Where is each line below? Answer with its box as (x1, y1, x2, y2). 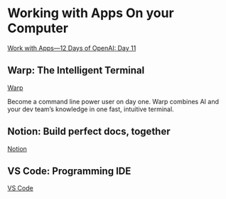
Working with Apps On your (7, 5, 174, 21)
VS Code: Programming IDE (7, 165, 131, 177)
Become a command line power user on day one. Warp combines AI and (7, 97, 219, 106)
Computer (7, 20, 69, 36)
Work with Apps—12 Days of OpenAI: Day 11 (7, 44, 136, 52)
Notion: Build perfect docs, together (7, 126, 171, 138)
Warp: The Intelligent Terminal (7, 64, 145, 76)
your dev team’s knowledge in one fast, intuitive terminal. (7, 105, 174, 113)
